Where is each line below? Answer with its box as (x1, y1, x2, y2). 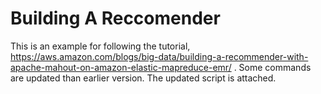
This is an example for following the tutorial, (10, 40, 191, 52)
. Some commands (233, 61, 312, 73)
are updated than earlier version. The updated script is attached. (10, 72, 277, 84)
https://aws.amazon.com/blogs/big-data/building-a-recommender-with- (10, 50, 309, 62)
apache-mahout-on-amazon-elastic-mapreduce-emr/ (10, 61, 232, 73)
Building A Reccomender (10, 7, 221, 30)
